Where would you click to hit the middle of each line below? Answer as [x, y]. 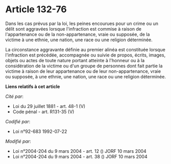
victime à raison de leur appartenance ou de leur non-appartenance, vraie [83, 71]
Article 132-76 [36, 9]
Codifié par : [18, 121]
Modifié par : [18, 141]
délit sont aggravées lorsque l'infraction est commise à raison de [74, 29]
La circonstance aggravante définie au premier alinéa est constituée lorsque [86, 49]
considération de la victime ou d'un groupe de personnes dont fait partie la [84, 66]
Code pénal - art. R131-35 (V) [43, 112]
